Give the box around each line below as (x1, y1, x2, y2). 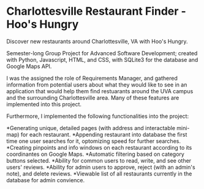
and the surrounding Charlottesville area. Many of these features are (6, 94, 179, 101)
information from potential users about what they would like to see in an (6, 81, 187, 88)
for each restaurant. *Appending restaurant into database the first (20, 131, 187, 138)
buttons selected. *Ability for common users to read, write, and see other (6, 156, 192, 164)
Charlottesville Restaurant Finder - (6, 4, 187, 18)
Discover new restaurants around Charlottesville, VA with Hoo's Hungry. (6, 37, 188, 45)
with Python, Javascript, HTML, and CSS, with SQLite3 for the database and (6, 56, 198, 63)
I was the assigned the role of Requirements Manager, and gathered (6, 74, 178, 82)
